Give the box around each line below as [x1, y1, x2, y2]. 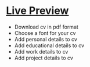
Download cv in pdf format [14, 23, 78, 30]
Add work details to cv [14, 48, 69, 55]
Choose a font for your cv [14, 29, 76, 36]
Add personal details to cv [14, 36, 77, 43]
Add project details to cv [14, 54, 74, 61]
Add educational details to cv [14, 42, 85, 49]
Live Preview [6, 4, 69, 17]
